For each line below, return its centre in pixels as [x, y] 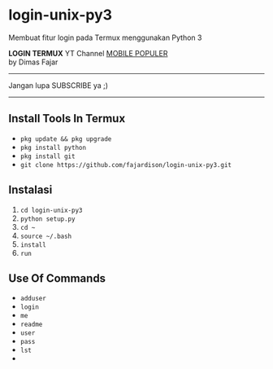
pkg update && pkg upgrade [66, 139]
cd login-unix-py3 [51, 210]
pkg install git [48, 156]
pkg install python [53, 147]
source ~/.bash [46, 236]
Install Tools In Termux [67, 119]
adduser [33, 299]
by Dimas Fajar [33, 62]
